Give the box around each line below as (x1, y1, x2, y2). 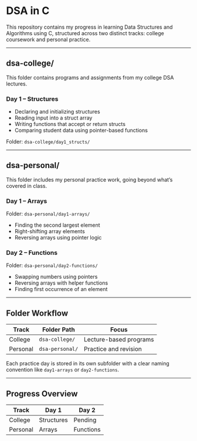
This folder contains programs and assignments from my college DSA (6, 74, 174, 81)
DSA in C (6, 4, 50, 18)
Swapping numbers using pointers (14, 274, 98, 281)
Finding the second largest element (14, 221, 101, 229)
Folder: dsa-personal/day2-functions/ (6, 262, 98, 269)
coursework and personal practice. (6, 36, 91, 43)
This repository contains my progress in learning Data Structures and (6, 23, 173, 30)
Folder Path (42, 326, 75, 334)
